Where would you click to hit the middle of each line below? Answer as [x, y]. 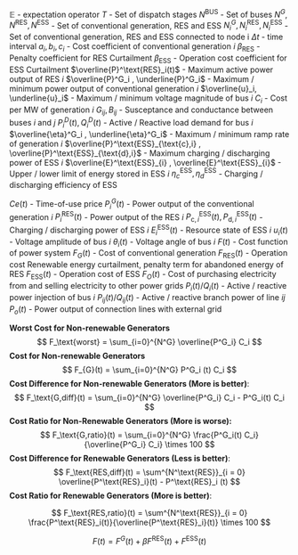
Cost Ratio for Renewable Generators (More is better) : [111, 496]
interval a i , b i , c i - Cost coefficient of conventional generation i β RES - [135, 47]
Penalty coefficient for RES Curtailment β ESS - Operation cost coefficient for [148, 59]
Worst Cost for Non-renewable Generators [90, 328]
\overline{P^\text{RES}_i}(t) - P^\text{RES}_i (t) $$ [149, 482]
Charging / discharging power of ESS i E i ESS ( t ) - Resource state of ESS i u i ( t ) [149, 230]
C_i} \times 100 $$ [181, 445]
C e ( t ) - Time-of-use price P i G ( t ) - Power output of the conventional [132, 204]
